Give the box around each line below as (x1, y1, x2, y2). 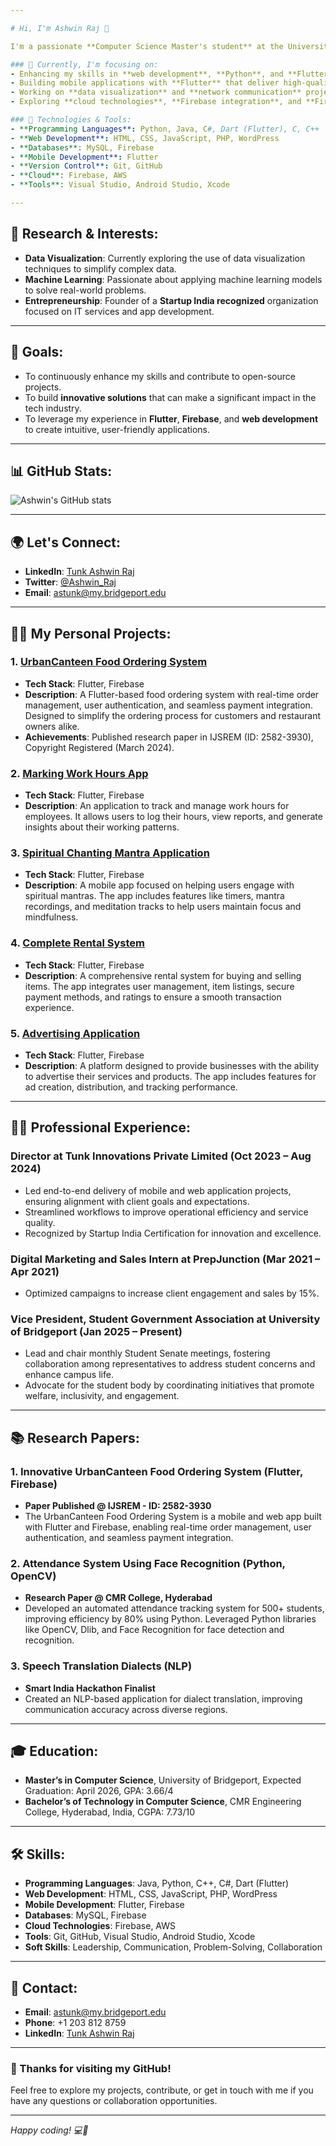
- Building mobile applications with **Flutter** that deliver (10, 78, 280, 88)
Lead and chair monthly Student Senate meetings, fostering (24, 1347, 271, 1360)
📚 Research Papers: (10, 1429, 140, 1446)
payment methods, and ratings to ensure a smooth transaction (24, 991, 282, 1003)
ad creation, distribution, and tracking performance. (24, 1081, 238, 1093)
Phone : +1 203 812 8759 (24, 2017, 127, 2028)
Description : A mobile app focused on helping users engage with (24, 879, 295, 891)
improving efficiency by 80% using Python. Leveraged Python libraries (24, 1613, 317, 1625)
